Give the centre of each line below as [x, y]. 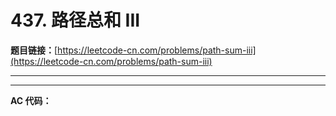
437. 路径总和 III [75, 20]
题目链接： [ [34, 50]
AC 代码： [31, 100]
